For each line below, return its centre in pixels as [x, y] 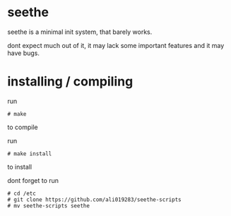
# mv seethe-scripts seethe [49, 205]
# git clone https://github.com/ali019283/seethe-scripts [94, 199]
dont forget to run [33, 180]
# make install [30, 154]
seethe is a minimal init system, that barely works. [80, 32]
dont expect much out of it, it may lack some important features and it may [116, 45]
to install [20, 167]
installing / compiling [70, 82]
